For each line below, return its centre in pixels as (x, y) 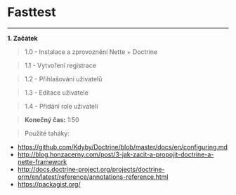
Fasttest (32, 12)
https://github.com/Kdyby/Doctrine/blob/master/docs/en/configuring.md (123, 147)
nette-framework (42, 161)
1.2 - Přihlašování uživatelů (63, 79)
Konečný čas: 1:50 (52, 119)
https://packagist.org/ (49, 184)
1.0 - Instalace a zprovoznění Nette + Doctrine (91, 52)
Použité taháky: (47, 133)
